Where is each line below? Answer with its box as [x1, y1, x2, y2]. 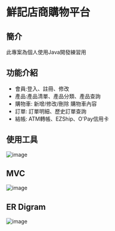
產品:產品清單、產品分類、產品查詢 [14, 92, 101, 100]
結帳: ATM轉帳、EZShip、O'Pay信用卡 [14, 115, 109, 122]
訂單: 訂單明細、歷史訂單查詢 [14, 107, 87, 115]
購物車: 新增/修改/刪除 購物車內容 [14, 100, 97, 107]
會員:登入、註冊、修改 [14, 85, 69, 92]
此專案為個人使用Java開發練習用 [6, 49, 87, 55]
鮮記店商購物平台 [6, 5, 91, 19]
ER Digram [6, 201, 46, 212]
